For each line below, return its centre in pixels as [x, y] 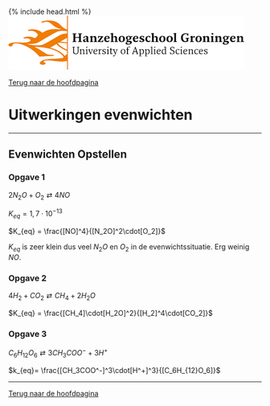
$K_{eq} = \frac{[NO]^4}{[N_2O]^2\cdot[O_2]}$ [87, 231]
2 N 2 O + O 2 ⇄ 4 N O [39, 196]
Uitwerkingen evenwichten [100, 115]
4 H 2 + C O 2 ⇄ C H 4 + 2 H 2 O [52, 296]
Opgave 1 [27, 178]
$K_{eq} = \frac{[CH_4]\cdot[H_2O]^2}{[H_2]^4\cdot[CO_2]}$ [110, 313]
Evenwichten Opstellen [67, 155]
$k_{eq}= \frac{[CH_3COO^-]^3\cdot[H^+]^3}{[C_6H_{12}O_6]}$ [115, 370]
